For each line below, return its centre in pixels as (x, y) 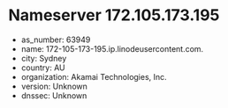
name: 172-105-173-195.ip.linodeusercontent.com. (112, 48)
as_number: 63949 (56, 40)
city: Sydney (44, 58)
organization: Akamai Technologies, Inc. (94, 76)
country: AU (43, 68)
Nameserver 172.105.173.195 (114, 15)
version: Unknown (54, 86)
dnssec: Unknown (54, 95)
